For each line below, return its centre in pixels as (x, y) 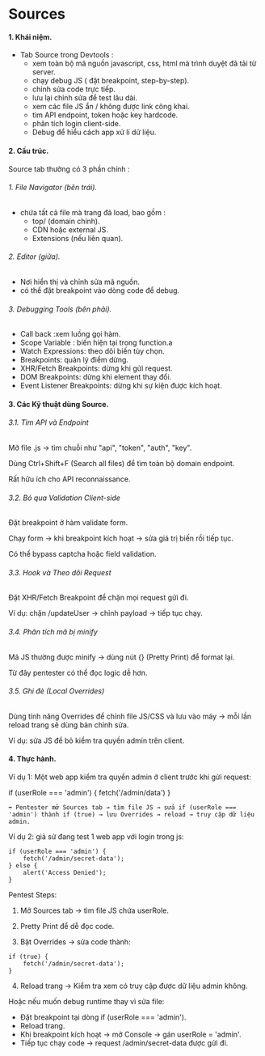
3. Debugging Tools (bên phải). (60, 309)
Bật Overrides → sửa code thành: (75, 942)
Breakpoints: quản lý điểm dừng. (74, 360)
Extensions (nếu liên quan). (78, 238)
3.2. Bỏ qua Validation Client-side (65, 498)
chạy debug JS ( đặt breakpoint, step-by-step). (111, 81)
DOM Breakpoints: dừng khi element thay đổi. (96, 377)
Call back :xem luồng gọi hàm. (70, 334)
